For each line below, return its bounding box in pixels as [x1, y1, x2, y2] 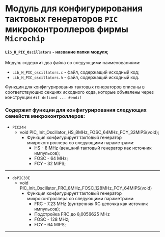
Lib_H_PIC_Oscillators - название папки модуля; [5, 49, 109, 54]
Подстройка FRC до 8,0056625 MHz [34, 211, 110, 217]
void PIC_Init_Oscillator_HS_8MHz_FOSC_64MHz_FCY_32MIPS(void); [19, 129, 160, 135]
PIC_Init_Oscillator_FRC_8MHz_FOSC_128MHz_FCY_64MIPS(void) [19, 185, 152, 191]
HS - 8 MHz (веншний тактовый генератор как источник [34, 145, 152, 151]
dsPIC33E [12, 175, 30, 181]
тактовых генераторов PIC [5, 13, 118, 25]
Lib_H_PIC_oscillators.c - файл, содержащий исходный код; [12, 69, 139, 75]
